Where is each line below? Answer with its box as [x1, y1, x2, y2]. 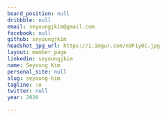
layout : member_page [7, 49, 67, 56]
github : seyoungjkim [7, 36, 67, 43]
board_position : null [7, 10, 70, 17]
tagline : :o [7, 81, 42, 88]
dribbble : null [7, 17, 51, 24]
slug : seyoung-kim [7, 74, 61, 82]
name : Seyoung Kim [7, 62, 61, 69]
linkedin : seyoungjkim [7, 56, 73, 62]
